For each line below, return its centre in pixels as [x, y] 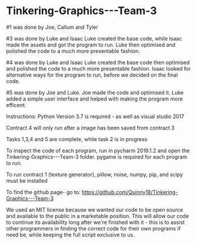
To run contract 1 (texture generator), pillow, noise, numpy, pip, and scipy [95, 174]
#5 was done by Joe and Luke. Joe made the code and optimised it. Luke [95, 92]
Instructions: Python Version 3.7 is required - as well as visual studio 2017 [95, 116]
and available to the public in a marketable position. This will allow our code [98, 216]
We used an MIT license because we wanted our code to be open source [95, 209]
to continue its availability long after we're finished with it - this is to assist [96, 222]
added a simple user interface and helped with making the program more [95, 99]
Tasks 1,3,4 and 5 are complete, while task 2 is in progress [77, 139]
